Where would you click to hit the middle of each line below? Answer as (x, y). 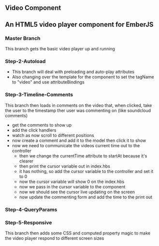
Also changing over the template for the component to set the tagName (83, 77)
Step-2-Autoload (25, 61)
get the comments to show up (42, 125)
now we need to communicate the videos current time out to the (76, 145)
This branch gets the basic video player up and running (60, 49)
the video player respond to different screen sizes (55, 238)
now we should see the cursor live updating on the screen (77, 192)
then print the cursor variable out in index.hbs (65, 166)
